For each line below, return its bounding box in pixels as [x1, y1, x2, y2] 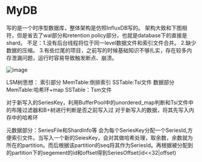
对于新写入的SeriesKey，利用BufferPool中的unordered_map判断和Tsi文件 [6, 98, 189, 106]
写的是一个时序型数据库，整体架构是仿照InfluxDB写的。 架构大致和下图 [6, 24, 182, 31]
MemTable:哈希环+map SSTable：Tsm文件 [6, 86, 112, 93]
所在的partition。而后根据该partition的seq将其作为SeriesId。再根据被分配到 [6, 142, 194, 149]
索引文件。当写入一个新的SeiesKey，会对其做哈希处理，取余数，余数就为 [11, 134, 193, 141]
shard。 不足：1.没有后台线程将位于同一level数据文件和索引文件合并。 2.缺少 [6, 39, 197, 46]
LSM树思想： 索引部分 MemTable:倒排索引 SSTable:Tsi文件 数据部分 [6, 79, 175, 86]
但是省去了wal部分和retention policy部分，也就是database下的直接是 [16, 31, 188, 39]
